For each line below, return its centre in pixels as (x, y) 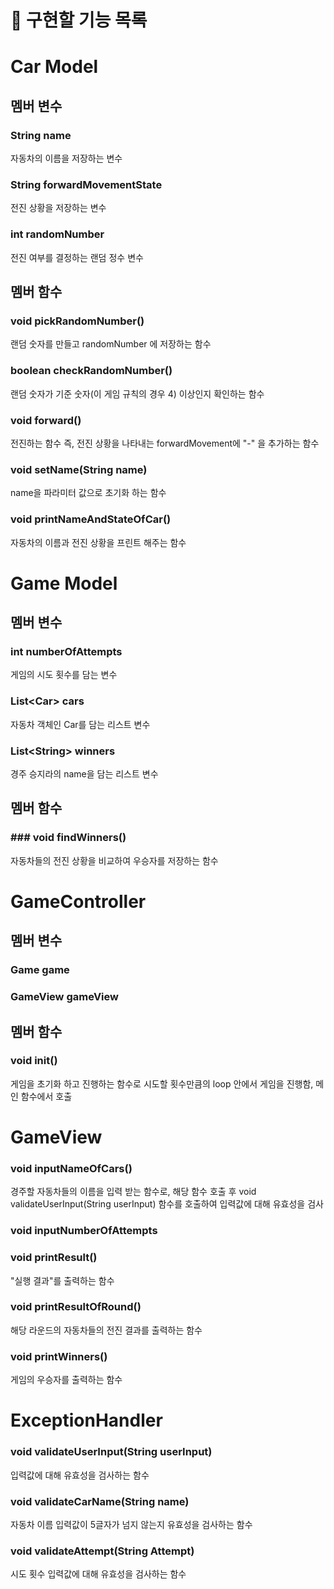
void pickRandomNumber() (77, 321)
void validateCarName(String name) (100, 1501)
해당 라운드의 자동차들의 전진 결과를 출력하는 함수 (106, 1330)
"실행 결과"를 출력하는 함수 (62, 1280)
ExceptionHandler (86, 1420)
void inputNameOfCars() (71, 1168)
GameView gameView (64, 997)
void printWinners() (59, 1356)
